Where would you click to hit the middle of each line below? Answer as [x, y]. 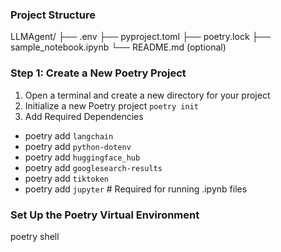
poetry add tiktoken [67, 178]
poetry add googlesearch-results [93, 167]
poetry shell [35, 236]
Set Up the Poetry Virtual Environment [105, 215]
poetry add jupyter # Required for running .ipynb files [136, 189]
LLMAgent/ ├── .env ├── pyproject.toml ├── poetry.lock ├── [141, 37]
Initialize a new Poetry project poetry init [111, 105]
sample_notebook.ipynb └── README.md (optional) [118, 47]
